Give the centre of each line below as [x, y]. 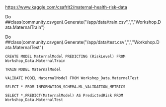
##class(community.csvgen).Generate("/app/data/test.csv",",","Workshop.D [83, 42]
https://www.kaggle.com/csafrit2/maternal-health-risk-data [66, 7]
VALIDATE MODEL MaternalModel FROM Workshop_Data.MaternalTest [72, 78]
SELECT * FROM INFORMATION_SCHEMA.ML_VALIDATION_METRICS [65, 87]
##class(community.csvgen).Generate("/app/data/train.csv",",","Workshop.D [83, 22]
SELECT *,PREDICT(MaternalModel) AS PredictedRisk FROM [64, 96]
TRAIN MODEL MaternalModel [33, 69]
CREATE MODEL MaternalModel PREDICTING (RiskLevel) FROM [65, 56]
